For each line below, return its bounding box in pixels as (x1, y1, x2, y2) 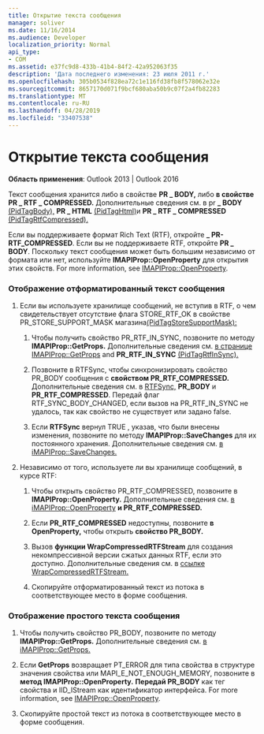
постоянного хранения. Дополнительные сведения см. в (31, 439, 224, 449)
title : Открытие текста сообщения (8, 11, 122, 20)
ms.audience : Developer (8, 33, 87, 42)
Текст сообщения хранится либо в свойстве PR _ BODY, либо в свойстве (8, 189, 255, 199)
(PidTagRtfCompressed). (8, 214, 89, 224)
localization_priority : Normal (8, 41, 111, 49)
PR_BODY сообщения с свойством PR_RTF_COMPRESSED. (31, 374, 230, 383)
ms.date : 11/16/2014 (8, 26, 76, 34)
